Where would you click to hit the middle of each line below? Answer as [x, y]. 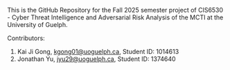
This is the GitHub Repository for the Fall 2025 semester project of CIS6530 [115, 10]
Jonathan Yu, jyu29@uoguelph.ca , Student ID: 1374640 [96, 59]
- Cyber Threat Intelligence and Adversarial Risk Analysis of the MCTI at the [115, 17]
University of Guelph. [37, 25]
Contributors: [26, 38]
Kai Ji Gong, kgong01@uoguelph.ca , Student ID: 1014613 [98, 52]
